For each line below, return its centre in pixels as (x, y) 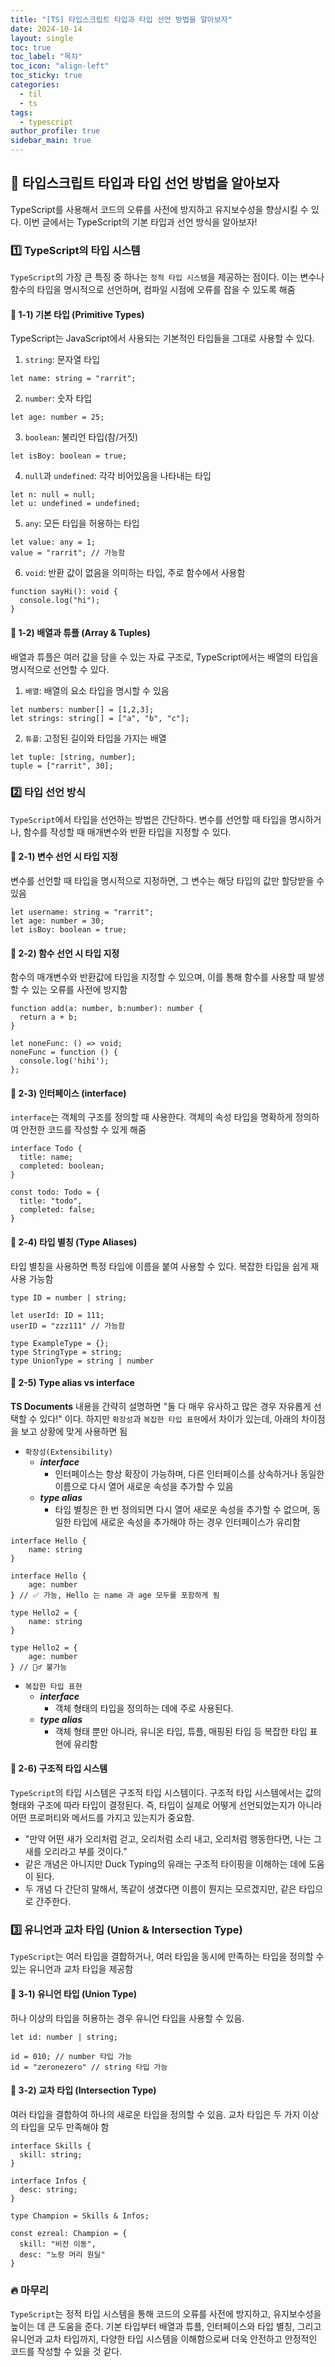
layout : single (42, 38)
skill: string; (51, 2154)
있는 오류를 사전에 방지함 (79, 990)
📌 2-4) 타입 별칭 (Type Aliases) (74, 1242)
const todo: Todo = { (55, 1192)
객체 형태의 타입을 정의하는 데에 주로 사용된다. (144, 1708)
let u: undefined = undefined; (75, 504)
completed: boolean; (62, 1166)
